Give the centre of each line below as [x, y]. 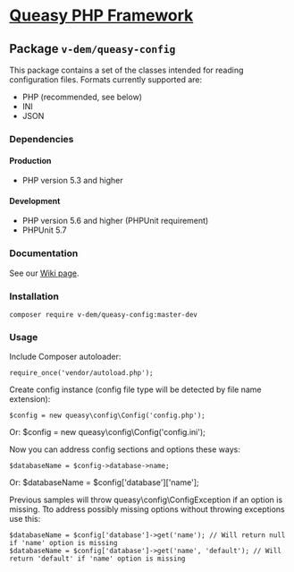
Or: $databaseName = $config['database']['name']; [104, 482]
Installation [34, 296]
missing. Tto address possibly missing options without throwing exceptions [147, 509]
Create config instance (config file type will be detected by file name [135, 389]
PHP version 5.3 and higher [72, 181]
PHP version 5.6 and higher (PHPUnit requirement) [115, 221]
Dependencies [42, 139]
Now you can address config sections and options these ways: [125, 449]
